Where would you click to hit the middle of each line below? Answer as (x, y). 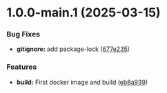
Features (22, 67)
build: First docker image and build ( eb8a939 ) (82, 82)
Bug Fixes (23, 34)
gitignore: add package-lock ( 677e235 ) (73, 49)
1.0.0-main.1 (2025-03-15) (83, 13)
